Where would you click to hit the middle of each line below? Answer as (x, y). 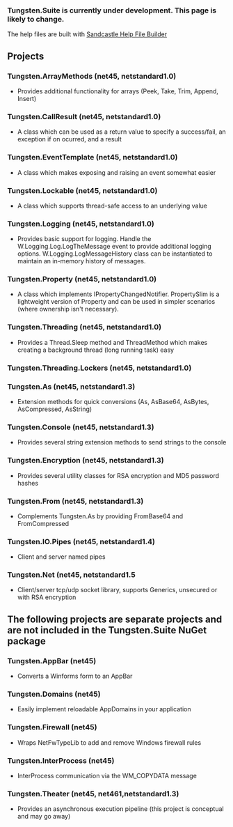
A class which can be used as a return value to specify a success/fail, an (121, 132)
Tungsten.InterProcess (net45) (61, 760)
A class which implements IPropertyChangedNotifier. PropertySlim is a (118, 294)
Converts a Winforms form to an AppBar (75, 676)
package (27, 641)
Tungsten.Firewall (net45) (52, 727)
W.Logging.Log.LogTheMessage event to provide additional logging (114, 247)
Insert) (27, 98)
